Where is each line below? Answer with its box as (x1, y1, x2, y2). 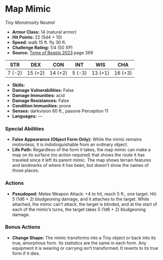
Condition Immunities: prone (12, 102, 72, 108)
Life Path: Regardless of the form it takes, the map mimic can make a (12, 147, 151, 153)
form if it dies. (12, 250, 40, 256)
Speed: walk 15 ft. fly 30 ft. (12, 39, 67, 45)
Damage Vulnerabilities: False (12, 87, 74, 93)
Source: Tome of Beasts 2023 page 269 (12, 50, 93, 56)
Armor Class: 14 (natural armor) (12, 29, 77, 35)
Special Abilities (5, 125, 44, 132)
